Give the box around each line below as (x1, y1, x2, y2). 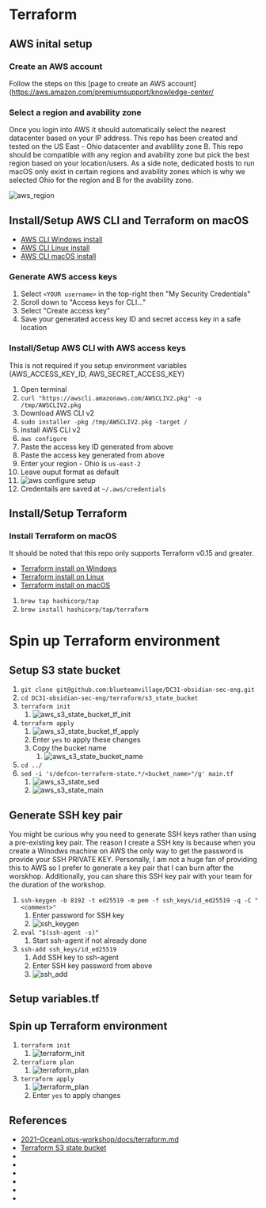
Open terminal (20, 384, 67, 393)
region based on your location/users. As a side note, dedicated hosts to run (9, 158, 256, 168)
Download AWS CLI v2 (20, 408, 94, 417)
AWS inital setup (9, 37, 93, 51)
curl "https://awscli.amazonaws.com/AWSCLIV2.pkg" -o (20, 394, 202, 402)
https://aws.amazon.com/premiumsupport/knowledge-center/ (11, 87, 215, 97)
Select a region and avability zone (9, 107, 142, 118)
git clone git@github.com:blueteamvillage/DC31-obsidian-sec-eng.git (20, 686, 256, 694)
